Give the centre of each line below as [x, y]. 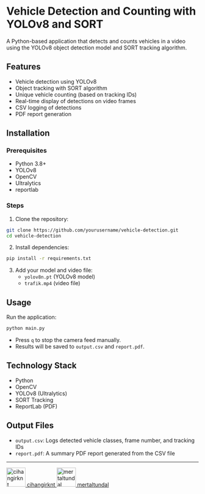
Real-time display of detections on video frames [75, 101]
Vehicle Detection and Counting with [101, 11]
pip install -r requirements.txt [49, 259]
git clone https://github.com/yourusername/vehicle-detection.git [92, 230]
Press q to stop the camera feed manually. [68, 340]
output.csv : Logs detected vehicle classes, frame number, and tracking [105, 440]
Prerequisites [27, 151]
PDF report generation [43, 114]
